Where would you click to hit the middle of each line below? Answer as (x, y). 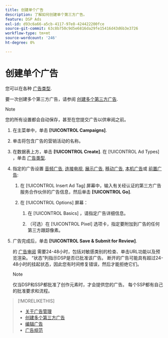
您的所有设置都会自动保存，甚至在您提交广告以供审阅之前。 (67, 119)
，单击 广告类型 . (29, 158)
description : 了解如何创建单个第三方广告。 (46, 15)
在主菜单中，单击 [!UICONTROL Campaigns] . (60, 130)
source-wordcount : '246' (31, 38)
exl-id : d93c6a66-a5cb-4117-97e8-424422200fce (55, 24)
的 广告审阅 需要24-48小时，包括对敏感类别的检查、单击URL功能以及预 (86, 251)
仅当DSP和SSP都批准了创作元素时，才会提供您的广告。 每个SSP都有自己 (88, 284)
